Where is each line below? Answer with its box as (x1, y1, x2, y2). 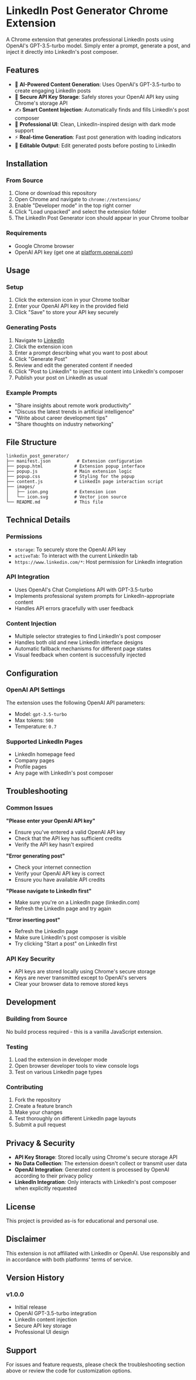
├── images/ (6, 484, 35, 490)
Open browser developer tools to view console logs (14, 1062, 139, 1069)
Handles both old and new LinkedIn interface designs (14, 639, 143, 646)
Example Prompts (6, 388, 57, 397)
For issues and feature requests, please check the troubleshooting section (6, 1361, 185, 1368)
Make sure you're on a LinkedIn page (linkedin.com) (14, 899, 140, 906)
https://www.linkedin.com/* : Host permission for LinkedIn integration (14, 558, 183, 565)
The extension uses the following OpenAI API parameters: (6, 699, 146, 706)
